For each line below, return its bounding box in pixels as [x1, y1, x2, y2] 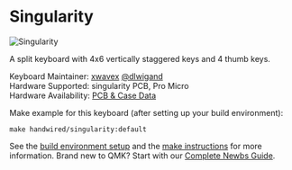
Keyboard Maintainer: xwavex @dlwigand [9, 70, 164, 82]
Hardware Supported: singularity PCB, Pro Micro [9, 80, 189, 91]
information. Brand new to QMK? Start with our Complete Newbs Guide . [9, 150, 276, 161]
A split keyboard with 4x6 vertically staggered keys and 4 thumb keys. [9, 53, 270, 64]
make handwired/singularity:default [9, 124, 147, 134]
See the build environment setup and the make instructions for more [9, 140, 263, 151]
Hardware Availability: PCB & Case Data [9, 90, 157, 101]
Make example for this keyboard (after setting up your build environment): [9, 107, 284, 118]
